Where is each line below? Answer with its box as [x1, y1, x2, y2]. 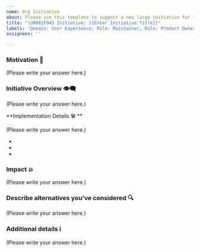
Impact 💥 [6, 165, 34, 173]
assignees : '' [6, 31, 42, 37]
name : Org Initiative [6, 8, 60, 15]
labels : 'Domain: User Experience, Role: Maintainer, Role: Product [6, 25, 180, 32]
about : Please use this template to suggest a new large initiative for [6, 14, 190, 20]
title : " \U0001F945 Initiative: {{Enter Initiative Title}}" [6, 20, 161, 26]
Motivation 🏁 [6, 56, 44, 64]
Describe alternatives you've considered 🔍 [6, 194, 134, 202]
